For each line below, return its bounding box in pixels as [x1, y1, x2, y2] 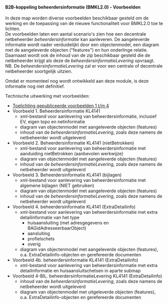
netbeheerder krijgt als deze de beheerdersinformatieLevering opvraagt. [5, 58, 155, 64]
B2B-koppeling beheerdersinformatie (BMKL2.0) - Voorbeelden [5, 4, 141, 10]
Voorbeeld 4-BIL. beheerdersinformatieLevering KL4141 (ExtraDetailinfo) [12, 273, 162, 279]
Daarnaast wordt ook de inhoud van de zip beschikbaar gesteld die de [5, 53, 150, 59]
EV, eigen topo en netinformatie [20, 119, 85, 125]
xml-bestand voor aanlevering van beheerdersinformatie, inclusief [20, 113, 157, 120]
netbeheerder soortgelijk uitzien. [5, 68, 73, 75]
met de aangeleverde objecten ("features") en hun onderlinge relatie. [5, 47, 148, 53]
